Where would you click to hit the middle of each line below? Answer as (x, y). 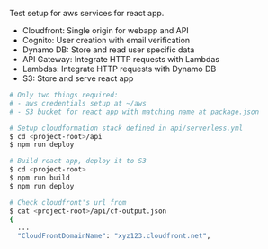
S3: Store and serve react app (78, 78)
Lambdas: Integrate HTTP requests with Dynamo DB (119, 69)
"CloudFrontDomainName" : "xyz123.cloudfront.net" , (114, 236)
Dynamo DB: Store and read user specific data (108, 50)
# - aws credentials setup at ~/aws (78, 103)
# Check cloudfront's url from (68, 202)
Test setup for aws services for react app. (87, 13)
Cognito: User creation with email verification (106, 40)
